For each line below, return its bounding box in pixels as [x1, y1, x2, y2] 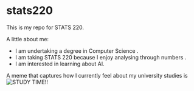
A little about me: [6, 35, 49, 42]
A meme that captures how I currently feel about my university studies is [6, 72, 188, 79]
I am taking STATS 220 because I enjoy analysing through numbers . [15, 53, 187, 61]
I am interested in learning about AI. [15, 60, 105, 67]
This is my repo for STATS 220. [6, 24, 84, 31]
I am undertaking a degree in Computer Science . [15, 47, 139, 55]
